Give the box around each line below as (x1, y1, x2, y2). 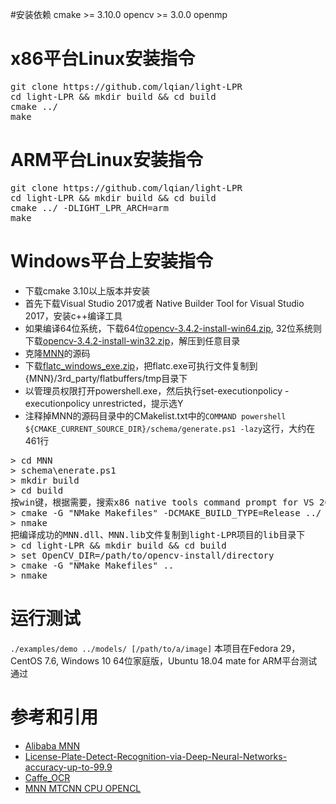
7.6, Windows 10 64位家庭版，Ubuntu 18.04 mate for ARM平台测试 (44, 654, 318, 667)
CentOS (10, 654, 43, 667)
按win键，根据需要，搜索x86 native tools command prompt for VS (10, 496, 315, 508)
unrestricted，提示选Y (92, 397, 184, 409)
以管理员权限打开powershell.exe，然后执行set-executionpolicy (24, 384, 283, 397)
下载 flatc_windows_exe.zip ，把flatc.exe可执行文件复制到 (24, 359, 258, 372)
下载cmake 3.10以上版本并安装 (24, 284, 151, 297)
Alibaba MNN (24, 739, 81, 752)
